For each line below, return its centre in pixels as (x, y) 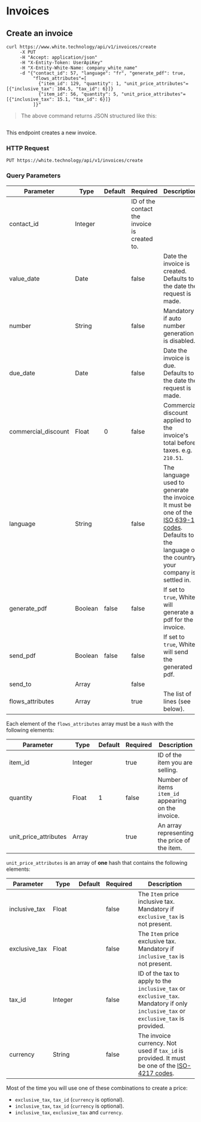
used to (174, 482)
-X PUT (28, 52)
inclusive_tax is (161, 956)
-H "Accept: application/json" (58, 58)
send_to (20, 684)
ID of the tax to (159, 973)
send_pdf (22, 655)
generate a (179, 612)
